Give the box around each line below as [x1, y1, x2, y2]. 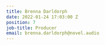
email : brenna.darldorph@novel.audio [6, 30, 100, 36]
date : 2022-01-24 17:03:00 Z [6, 14, 78, 20]
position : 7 [6, 19, 36, 25]
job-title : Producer [6, 25, 58, 31]
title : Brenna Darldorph [6, 8, 68, 15]
